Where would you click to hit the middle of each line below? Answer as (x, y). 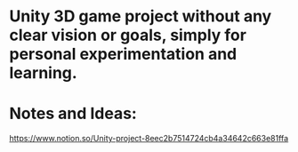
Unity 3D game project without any (141, 16)
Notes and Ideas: (73, 114)
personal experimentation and (123, 54)
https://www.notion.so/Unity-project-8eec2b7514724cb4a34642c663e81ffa (149, 139)
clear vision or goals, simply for (128, 35)
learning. (43, 73)
